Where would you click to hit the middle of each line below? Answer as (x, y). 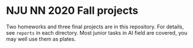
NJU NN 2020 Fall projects (72, 11)
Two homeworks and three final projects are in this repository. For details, (95, 27)
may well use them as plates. (41, 39)
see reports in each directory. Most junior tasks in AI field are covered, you (97, 32)
